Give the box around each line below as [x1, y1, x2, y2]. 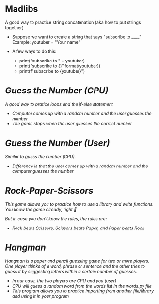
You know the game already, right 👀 [5, 206, 77, 212]
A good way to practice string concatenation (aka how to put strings [5, 19, 141, 25]
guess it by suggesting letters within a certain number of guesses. [5, 268, 137, 274]
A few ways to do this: [12, 48, 57, 54]
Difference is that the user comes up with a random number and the [12, 163, 148, 169]
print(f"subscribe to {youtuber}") [19, 68, 85, 74]
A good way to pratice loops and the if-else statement [5, 101, 113, 107]
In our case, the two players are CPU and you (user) [12, 277, 117, 284]
